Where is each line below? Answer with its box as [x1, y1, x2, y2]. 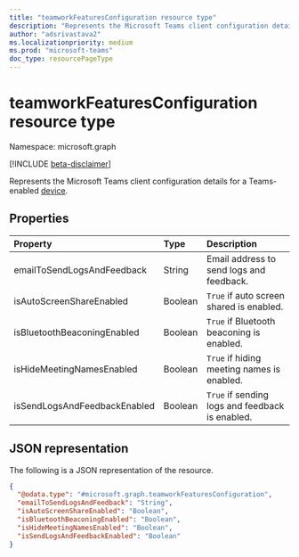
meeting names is [206, 363, 280, 375]
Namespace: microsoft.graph [9, 141, 117, 152]
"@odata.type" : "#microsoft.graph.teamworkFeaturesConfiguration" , [17, 490, 273, 499]
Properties [9, 211, 69, 226]
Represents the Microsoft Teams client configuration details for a [9, 176, 247, 186]
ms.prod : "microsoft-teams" [9, 46, 114, 55]
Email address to [206, 252, 276, 265]
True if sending [206, 389, 270, 401]
